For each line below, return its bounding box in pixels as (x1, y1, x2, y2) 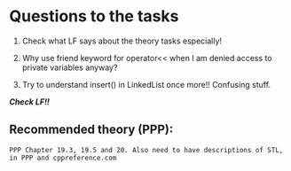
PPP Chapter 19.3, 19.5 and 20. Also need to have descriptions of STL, (9, 145, 284, 154)
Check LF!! (9, 96, 51, 107)
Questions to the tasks (9, 6, 179, 27)
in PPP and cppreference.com (9, 153, 117, 162)
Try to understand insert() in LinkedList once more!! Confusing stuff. (21, 79, 271, 89)
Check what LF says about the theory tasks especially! (21, 35, 223, 46)
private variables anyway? (21, 62, 118, 73)
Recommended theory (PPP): (9, 122, 174, 137)
